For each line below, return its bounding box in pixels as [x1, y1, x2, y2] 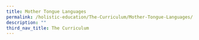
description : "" [6, 19, 46, 25]
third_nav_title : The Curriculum [6, 25, 89, 31]
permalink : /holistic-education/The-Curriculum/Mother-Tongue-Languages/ [6, 14, 194, 20]
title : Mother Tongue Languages [6, 8, 86, 15]
